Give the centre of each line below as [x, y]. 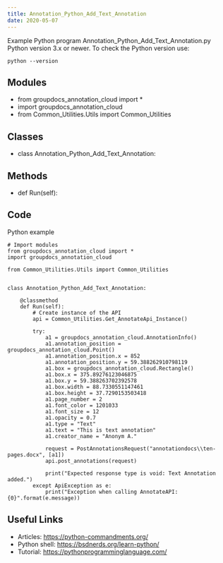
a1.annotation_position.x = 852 [92, 356]
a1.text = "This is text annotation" [101, 430]
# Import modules [33, 245]
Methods [28, 176]
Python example [31, 232]
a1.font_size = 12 [72, 411]
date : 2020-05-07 [33, 20]
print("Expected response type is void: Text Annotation [131, 473]
